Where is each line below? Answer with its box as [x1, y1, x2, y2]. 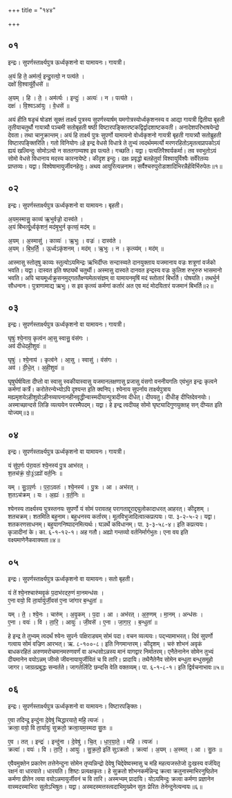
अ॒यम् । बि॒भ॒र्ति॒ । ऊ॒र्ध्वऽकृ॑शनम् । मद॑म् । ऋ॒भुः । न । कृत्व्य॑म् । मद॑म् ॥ [8, 244, 164, 252]
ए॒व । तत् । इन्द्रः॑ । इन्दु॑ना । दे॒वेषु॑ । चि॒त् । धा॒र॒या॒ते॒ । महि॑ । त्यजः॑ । [8, 737, 159, 745]
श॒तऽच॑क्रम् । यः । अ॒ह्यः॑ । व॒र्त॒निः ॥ [8, 491, 85, 499]
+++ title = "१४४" [8, 6, 56, 14]
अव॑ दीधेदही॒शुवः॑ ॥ [8, 342, 46, 351]
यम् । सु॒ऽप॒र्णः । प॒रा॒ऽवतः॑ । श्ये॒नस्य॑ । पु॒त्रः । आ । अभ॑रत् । [8, 483, 139, 491]
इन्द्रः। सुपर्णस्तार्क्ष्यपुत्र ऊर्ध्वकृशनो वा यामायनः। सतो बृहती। [8, 575, 134, 583]
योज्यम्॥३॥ [8, 409, 34, 417]
